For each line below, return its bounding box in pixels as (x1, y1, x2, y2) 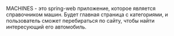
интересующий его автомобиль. (6, 23, 86, 30)
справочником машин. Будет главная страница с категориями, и (6, 11, 168, 18)
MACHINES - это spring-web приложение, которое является (6, 5, 156, 12)
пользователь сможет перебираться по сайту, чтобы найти (6, 17, 155, 24)
